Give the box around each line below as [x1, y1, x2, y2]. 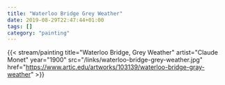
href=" [7, 63, 26, 71]
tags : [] [7, 23, 33, 30]
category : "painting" [7, 29, 70, 37]
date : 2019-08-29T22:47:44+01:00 [7, 17, 104, 23]
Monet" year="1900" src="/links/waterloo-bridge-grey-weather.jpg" [7, 56, 203, 64]
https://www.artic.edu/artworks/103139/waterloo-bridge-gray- [25, 63, 205, 71]
